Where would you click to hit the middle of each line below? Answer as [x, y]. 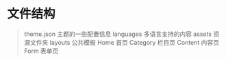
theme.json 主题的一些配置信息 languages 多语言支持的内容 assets [118, 34]
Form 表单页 [41, 51]
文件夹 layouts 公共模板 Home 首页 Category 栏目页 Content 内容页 [125, 42]
